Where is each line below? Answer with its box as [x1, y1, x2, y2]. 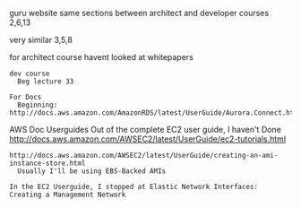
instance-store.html [9, 159, 87, 168]
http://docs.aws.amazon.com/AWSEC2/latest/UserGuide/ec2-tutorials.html [9, 134, 287, 144]
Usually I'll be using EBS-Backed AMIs [17, 167, 167, 176]
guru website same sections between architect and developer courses [9, 8, 270, 18]
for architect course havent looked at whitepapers [9, 52, 194, 62]
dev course [9, 69, 50, 78]
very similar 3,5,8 [9, 35, 73, 45]
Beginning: [17, 100, 58, 109]
